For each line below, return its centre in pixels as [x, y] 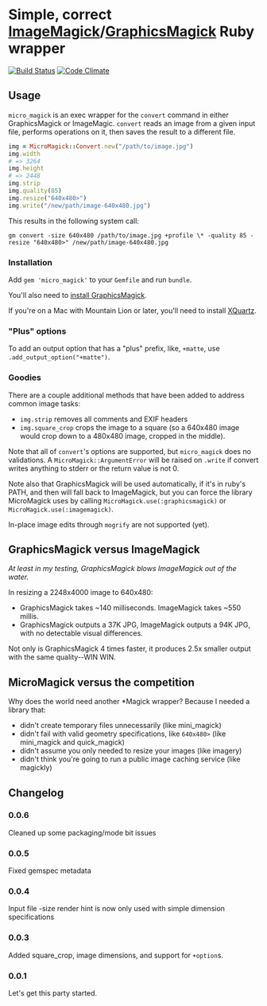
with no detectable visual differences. [81, 633]
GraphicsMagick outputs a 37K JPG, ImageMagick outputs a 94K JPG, [135, 625]
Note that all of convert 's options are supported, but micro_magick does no [130, 451]
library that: [27, 710]
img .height [26, 169]
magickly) [36, 768]
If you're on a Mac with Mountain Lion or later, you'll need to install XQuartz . [132, 310]
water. [19, 577]
